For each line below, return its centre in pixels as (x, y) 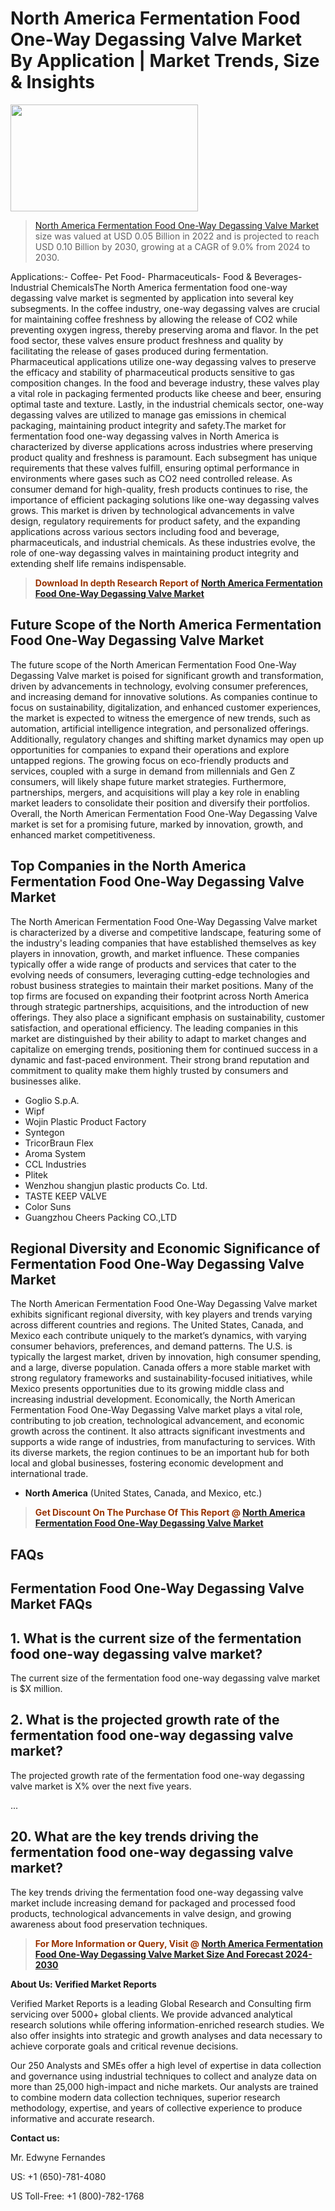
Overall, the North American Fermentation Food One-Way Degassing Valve (164, 813)
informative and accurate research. (82, 2118)
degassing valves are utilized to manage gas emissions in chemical (148, 414)
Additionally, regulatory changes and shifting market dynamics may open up (167, 739)
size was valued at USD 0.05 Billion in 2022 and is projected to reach (177, 236)
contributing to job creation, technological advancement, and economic (157, 1421)
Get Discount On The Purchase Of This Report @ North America (170, 1513)
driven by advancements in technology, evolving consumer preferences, (159, 686)
